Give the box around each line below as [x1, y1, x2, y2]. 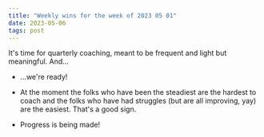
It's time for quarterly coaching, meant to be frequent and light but [8, 49, 227, 58]
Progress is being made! [19, 120, 101, 130]
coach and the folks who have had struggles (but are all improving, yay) [19, 96, 257, 106]
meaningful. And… [8, 57, 70, 66]
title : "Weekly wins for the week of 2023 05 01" [8, 11, 178, 20]
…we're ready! [19, 72, 68, 82]
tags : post [8, 26, 45, 34]
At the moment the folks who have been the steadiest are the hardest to [19, 88, 257, 97]
